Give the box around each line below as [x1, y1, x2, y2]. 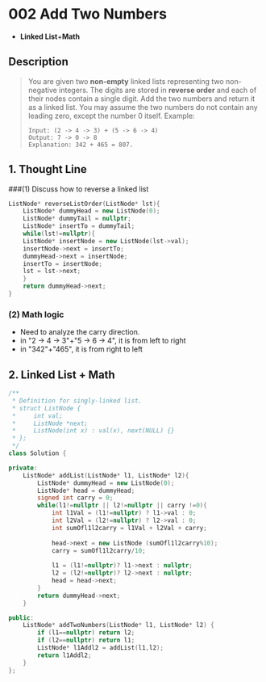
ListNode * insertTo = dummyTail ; [23, 222, 135, 230]
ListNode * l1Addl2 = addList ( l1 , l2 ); [37, 644, 164, 652]
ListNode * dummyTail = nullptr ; [23, 215, 131, 223]
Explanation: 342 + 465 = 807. [27, 141, 134, 149]
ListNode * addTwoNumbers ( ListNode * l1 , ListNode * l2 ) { [23, 621, 215, 629]
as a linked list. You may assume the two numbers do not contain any [27, 102, 258, 112]
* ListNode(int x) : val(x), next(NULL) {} [11, 427, 175, 435]
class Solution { [8, 449, 67, 457]
